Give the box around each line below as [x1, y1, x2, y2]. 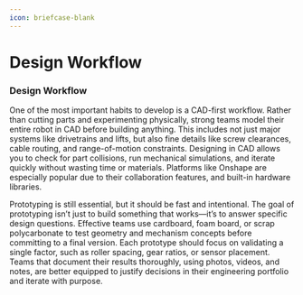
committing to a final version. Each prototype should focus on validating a [9, 237, 284, 248]
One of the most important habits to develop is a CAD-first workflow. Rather [9, 105, 292, 115]
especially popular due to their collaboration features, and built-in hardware [9, 172, 291, 183]
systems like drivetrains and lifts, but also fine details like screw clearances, [9, 134, 292, 144]
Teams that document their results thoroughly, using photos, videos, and [9, 256, 280, 267]
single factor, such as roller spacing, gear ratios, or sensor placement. [9, 247, 270, 258]
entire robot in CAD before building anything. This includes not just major [9, 124, 281, 135]
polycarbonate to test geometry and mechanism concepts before [9, 227, 252, 239]
